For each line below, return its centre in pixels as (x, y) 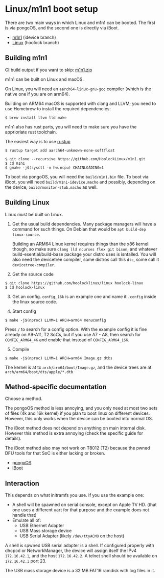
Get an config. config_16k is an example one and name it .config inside (84, 296)
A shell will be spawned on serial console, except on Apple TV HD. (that (84, 505)
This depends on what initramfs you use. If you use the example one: (75, 495)
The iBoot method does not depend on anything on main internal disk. (75, 428)
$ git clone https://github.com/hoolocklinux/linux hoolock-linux (74, 283)
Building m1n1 (26, 58)
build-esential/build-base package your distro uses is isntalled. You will (84, 254)
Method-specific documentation (56, 387)
